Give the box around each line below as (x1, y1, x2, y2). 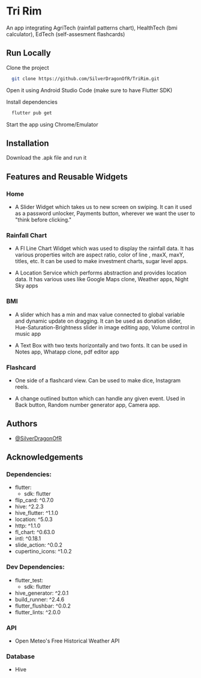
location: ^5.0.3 (14, 516, 53, 523)
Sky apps (14, 282, 38, 290)
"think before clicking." (14, 216, 72, 223)
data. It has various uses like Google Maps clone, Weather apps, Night (14, 276, 189, 283)
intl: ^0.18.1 (14, 535, 41, 543)
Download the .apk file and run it (6, 154, 87, 161)
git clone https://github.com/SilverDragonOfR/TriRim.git (11, 75, 160, 82)
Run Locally (6, 48, 51, 58)
